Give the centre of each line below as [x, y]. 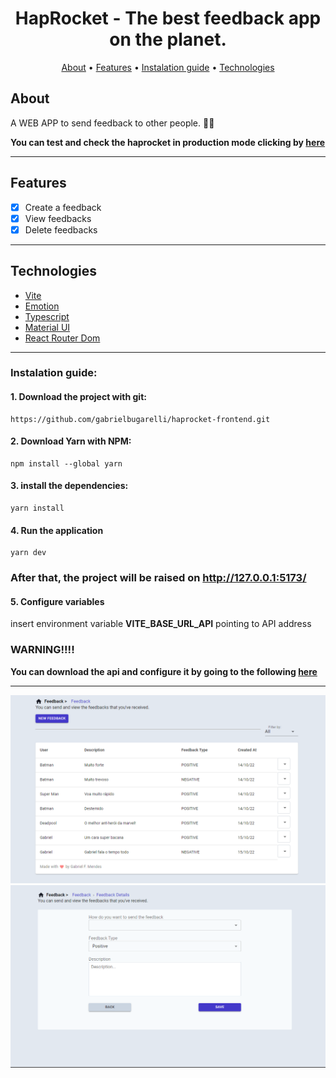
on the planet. [168, 39]
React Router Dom [62, 338]
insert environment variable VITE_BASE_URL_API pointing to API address [161, 624]
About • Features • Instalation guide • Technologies [168, 67]
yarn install [37, 508]
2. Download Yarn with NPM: [71, 441]
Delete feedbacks [61, 229]
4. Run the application [57, 530]
